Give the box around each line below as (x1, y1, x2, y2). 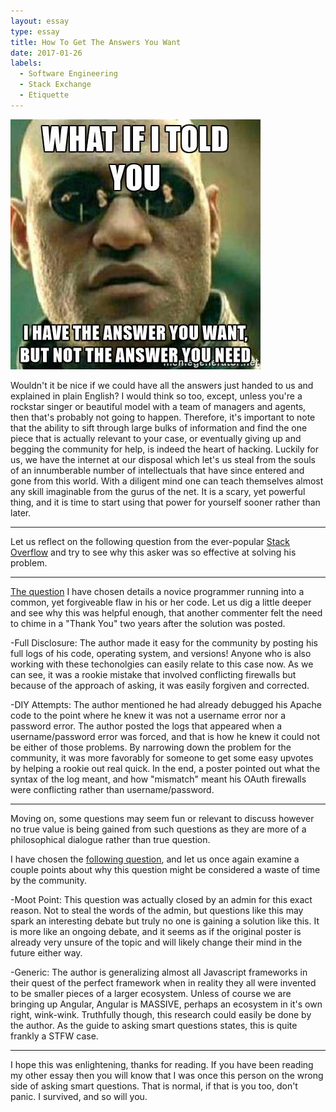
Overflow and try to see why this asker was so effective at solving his (10, 546, 297, 558)
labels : (10, 58, 43, 69)
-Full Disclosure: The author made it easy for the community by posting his (10, 636, 318, 649)
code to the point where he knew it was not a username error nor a (10, 709, 286, 721)
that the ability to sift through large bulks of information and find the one (10, 421, 308, 434)
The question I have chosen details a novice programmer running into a (10, 585, 305, 597)
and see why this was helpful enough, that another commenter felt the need (10, 606, 323, 619)
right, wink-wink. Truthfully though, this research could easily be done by (10, 1008, 312, 1020)
